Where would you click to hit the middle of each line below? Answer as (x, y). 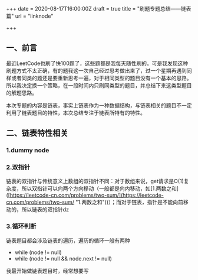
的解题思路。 (22, 93)
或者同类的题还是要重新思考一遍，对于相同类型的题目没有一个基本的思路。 (101, 78)
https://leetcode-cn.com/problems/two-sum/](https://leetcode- (87, 195)
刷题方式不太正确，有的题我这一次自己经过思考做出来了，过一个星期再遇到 (96, 70)
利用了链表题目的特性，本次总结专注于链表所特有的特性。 (76, 113)
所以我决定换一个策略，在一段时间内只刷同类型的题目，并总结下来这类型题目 (99, 85)
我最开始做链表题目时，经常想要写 (47, 271)
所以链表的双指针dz (45, 210)
